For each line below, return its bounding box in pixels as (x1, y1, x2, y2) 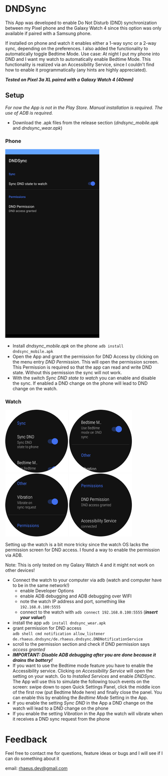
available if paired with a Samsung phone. (5, 30, 92, 36)
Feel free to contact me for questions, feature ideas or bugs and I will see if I (5, 750, 163, 756)
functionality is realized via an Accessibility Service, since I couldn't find (5, 61, 154, 67)
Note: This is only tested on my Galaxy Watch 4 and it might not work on (5, 562, 154, 568)
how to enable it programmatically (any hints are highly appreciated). (5, 66, 147, 73)
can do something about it (5, 755, 59, 762)
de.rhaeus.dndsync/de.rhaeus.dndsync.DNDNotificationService (12, 637, 143, 642)
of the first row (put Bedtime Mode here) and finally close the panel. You (12, 689, 162, 696)
